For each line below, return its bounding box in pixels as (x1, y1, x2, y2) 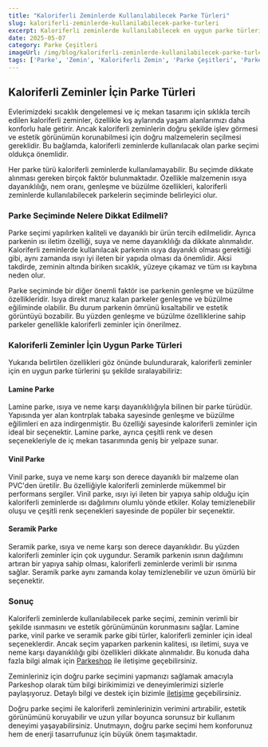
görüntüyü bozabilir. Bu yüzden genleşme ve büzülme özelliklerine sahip (8, 311, 246, 320)
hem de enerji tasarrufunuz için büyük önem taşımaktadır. (8, 729, 198, 739)
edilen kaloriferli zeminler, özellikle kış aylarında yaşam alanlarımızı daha (8, 115, 246, 124)
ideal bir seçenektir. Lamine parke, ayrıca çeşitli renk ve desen (8, 427, 213, 437)
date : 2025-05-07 (8, 33, 66, 42)
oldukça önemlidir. (8, 149, 69, 159)
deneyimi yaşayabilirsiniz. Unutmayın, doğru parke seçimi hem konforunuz (8, 721, 254, 730)
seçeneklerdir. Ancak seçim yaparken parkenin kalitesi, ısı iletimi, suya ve (8, 639, 249, 649)
